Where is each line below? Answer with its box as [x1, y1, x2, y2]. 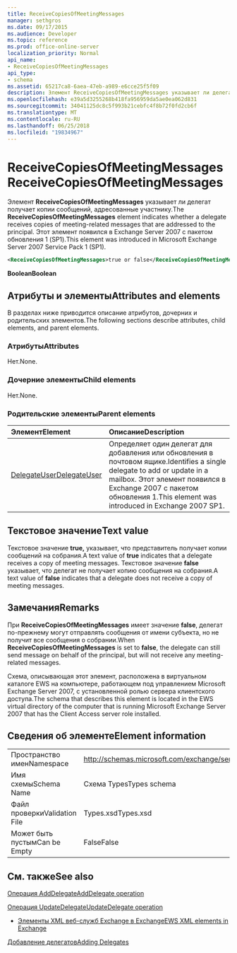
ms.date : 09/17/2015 [7, 23, 68, 30]
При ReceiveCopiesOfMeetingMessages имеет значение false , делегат [7, 620, 224, 629]
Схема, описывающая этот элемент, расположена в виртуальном [7, 671, 207, 680]
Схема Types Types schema [83, 779, 176, 789]
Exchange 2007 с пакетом [109, 483, 199, 492]
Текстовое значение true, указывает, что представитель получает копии [7, 543, 227, 552]
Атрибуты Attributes [7, 341, 80, 351]
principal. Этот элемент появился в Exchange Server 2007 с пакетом [7, 228, 213, 236]
